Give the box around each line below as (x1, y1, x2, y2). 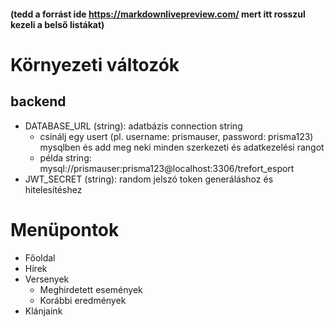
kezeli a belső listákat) (10, 18, 105, 30)
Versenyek (24, 273, 70, 285)
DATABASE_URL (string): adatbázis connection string (24, 120, 243, 132)
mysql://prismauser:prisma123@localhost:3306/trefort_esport (39, 162, 295, 174)
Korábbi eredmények (39, 294, 127, 306)
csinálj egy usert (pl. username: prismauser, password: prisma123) (39, 130, 314, 142)
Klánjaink (24, 305, 63, 317)
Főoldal (24, 251, 56, 264)
